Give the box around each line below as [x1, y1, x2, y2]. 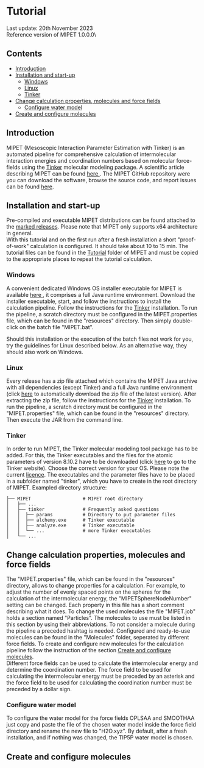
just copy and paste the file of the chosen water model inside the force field [6, 721, 197, 728]
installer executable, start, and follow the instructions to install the [6, 297, 172, 305]
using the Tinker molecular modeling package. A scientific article [21, 163, 185, 171]
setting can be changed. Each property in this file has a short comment [6, 602, 185, 609]
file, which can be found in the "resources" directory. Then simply [6, 317, 172, 324]
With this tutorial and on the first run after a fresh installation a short [6, 236, 177, 243]
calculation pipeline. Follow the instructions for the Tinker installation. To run [6, 304, 198, 311]
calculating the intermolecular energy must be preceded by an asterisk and [6, 672, 195, 680]
